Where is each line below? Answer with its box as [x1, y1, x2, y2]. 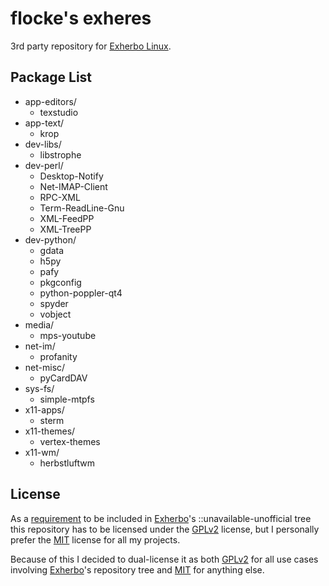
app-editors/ [24, 95, 77, 107]
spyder [39, 297, 69, 309]
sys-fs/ [24, 382, 55, 394]
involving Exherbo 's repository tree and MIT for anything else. [10, 563, 265, 576]
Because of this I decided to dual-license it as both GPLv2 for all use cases [10, 553, 319, 565]
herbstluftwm [39, 457, 95, 469]
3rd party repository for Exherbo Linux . [10, 40, 172, 52]
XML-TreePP [39, 223, 92, 235]
